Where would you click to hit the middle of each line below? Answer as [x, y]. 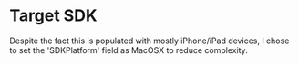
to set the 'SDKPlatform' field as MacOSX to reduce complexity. [129, 50]
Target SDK [53, 16]
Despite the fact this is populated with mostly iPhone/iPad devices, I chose [149, 41]
